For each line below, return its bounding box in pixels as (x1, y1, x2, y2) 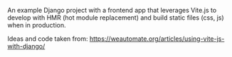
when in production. (7, 21, 66, 29)
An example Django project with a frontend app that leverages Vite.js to (7, 6, 217, 14)
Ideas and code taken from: (7, 34, 88, 43)
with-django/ (7, 42, 46, 50)
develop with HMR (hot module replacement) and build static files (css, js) (7, 13, 224, 22)
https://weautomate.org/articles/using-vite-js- (89, 34, 225, 43)
